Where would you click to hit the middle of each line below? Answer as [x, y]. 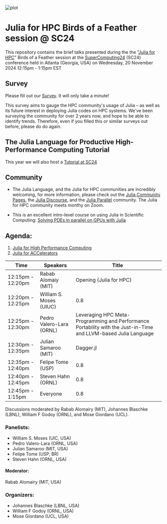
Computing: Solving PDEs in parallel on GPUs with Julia [69, 220]
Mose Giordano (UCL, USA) [41, 516]
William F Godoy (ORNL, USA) [43, 511]
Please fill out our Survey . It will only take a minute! [57, 96]
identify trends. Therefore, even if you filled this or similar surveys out [77, 121]
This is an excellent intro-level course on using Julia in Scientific [78, 215]
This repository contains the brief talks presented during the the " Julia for [80, 52]
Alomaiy [49, 280]
